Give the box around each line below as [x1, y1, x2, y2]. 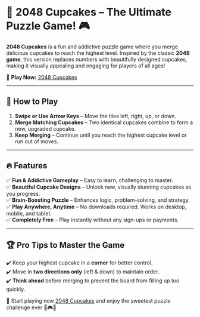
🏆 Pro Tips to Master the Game [6, 240, 125, 250]
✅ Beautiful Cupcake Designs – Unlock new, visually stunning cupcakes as [6, 183, 192, 190]
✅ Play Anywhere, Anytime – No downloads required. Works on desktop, [6, 203, 187, 210]
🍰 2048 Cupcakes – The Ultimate [6, 5, 171, 19]
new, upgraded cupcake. [14, 125, 76, 132]
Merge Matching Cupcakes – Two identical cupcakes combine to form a [14, 119, 193, 126]
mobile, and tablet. [6, 210, 52, 217]
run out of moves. [14, 137, 58, 145]
